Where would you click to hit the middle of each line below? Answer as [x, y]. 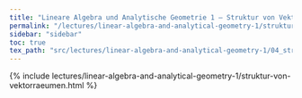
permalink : [30, 26]
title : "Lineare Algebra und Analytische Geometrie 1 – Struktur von [142, 17]
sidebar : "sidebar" [46, 34]
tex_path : [28, 51]
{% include [30, 76]
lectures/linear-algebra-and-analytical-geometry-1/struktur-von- [171, 76]
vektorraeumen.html [47, 86]
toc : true [28, 42]
